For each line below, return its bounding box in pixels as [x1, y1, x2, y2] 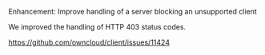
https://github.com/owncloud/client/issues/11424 [8, 37, 171, 47]
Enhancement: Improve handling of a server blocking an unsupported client [8, 7, 258, 16]
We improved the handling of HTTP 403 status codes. [8, 22, 187, 31]
